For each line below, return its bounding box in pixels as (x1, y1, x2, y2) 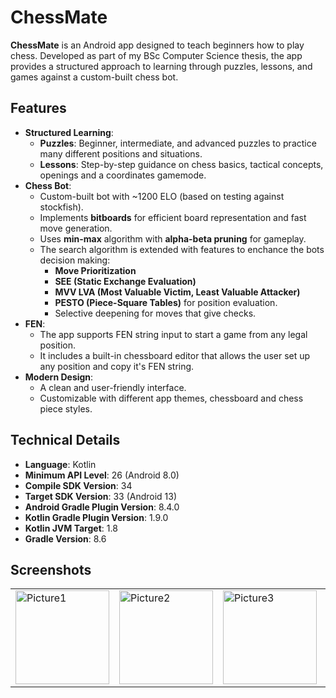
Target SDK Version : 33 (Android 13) (24, 490, 178, 502)
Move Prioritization (54, 264, 137, 276)
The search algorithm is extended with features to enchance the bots (39, 243, 325, 255)
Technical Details (10, 432, 121, 449)
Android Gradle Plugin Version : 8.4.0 (24, 501, 180, 513)
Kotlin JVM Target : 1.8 (24, 522, 118, 534)
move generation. (39, 222, 113, 234)
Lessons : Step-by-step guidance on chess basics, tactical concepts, (39, 158, 324, 170)
